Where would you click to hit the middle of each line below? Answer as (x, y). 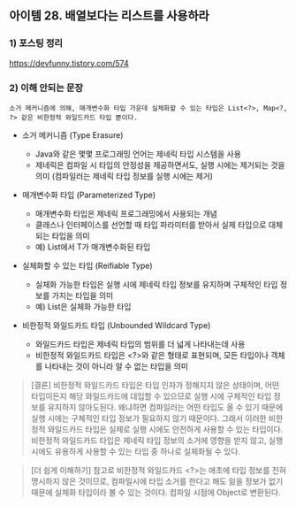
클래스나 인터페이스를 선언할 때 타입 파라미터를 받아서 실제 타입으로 (151, 225)
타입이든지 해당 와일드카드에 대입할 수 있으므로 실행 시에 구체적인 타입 (151, 395)
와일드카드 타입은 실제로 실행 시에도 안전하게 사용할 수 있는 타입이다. (165, 429)
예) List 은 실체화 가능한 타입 (83, 306)
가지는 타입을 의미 (83, 295)
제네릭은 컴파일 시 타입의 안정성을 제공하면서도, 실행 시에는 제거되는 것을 (160, 165)
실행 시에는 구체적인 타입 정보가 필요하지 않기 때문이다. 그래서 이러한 (148, 418)
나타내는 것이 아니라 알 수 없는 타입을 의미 (116, 366)
